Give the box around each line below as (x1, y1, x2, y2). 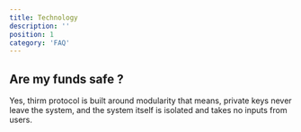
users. (9, 114, 33, 126)
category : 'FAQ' (9, 38, 70, 48)
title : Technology (9, 13, 78, 22)
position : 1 (9, 30, 54, 39)
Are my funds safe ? (9, 71, 124, 86)
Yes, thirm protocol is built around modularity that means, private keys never (9, 95, 292, 106)
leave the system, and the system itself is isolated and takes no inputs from (9, 105, 288, 116)
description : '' (9, 22, 70, 31)
